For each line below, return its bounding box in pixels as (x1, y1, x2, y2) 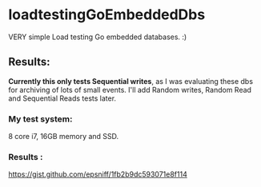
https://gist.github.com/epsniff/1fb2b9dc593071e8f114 (8, 169, 188, 179)
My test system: (8, 113, 73, 125)
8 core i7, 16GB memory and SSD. (8, 132, 119, 141)
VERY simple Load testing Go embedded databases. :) (8, 32, 187, 42)
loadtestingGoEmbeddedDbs (8, 6, 206, 24)
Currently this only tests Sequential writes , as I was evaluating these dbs (8, 76, 254, 86)
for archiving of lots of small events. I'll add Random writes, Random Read (8, 85, 252, 94)
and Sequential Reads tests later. (8, 93, 117, 103)
